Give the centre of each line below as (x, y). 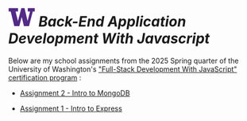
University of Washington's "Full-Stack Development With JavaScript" (123, 69)
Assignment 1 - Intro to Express (71, 108)
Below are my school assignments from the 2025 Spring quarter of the (123, 60)
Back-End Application (112, 22)
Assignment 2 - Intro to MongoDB (75, 93)
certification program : (45, 77)
